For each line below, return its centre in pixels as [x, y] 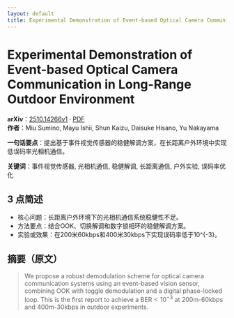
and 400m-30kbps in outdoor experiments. [86, 307]
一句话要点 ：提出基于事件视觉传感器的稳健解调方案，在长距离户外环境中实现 [117, 143]
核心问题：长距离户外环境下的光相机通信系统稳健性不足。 [100, 218]
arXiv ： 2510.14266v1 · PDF [46, 119]
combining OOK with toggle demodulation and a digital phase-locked [123, 291]
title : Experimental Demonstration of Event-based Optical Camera [106, 20]
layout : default [31, 14]
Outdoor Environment [71, 99]
